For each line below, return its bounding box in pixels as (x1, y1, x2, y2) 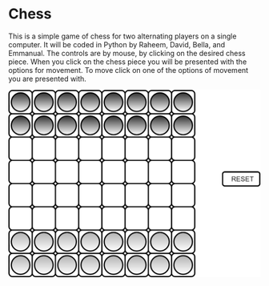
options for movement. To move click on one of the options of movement (8, 65, 249, 75)
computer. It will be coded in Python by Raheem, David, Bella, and (8, 39, 226, 49)
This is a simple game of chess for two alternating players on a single (8, 31, 237, 41)
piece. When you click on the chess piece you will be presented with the (8, 57, 247, 66)
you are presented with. (8, 74, 86, 83)
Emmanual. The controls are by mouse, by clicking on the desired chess (8, 48, 246, 58)
